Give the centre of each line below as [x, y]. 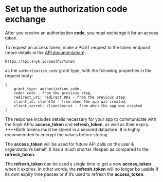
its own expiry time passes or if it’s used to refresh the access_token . [75, 174]
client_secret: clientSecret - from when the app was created [78, 106]
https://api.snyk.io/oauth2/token [40, 61]
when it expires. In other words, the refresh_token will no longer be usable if [82, 169]
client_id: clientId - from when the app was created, [71, 101]
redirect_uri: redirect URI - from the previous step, [71, 97]
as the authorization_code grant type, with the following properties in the [78, 70]
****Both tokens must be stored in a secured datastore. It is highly [72, 129]
